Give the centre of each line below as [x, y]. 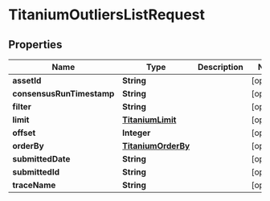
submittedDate [41, 159]
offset [24, 133]
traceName [34, 185]
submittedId [36, 172]
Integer [136, 133]
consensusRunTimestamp [63, 94]
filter [22, 107]
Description [221, 67]
